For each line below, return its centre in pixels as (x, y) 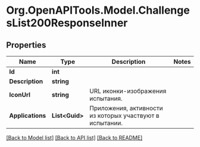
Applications (28, 115)
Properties (26, 45)
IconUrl (20, 95)
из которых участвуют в (124, 115)
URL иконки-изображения (128, 91)
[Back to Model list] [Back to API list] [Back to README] (74, 138)
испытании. (106, 123)
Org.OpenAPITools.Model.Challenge (98, 10)
